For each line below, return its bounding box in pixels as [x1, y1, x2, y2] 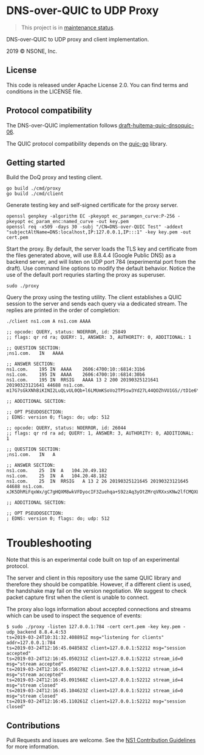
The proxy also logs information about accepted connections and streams [6, 606, 191, 613]
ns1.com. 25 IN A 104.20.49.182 [6, 467, 107, 474]
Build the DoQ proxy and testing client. [6, 174, 103, 181]
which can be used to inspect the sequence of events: [6, 612, 142, 619]
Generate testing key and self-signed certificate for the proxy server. [6, 202, 178, 209]
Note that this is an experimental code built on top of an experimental [6, 556, 180, 564]
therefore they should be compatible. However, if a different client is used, [6, 581, 192, 588]
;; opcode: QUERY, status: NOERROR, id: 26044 [6, 425, 126, 431]
